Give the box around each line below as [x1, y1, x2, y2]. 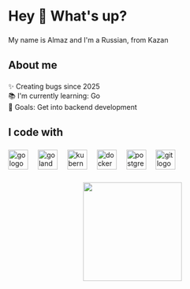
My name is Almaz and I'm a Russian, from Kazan [8, 36, 169, 45]
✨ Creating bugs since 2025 [8, 82, 100, 92]
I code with [8, 126, 64, 139]
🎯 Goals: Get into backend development [8, 103, 138, 112]
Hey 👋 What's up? [8, 7, 128, 25]
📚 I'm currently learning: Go [8, 91, 101, 101]
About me [8, 58, 58, 72]
